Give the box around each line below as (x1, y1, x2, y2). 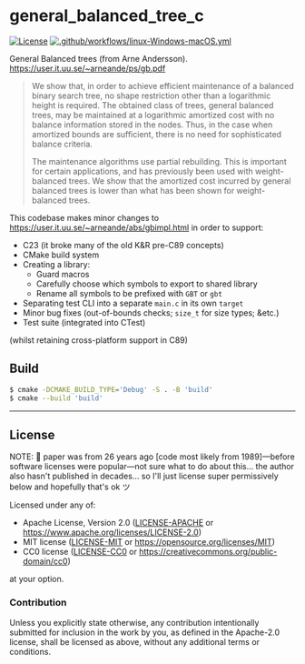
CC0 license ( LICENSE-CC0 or (22, 547, 138, 558)
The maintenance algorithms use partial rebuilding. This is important (31, 156, 288, 166)
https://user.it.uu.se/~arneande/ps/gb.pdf (9, 63, 166, 74)
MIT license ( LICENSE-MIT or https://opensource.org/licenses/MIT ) (22, 537, 275, 548)
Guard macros (35, 268, 90, 279)
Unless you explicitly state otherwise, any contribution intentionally (9, 617, 260, 628)
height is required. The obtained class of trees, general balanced (31, 99, 274, 110)
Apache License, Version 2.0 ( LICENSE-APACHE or (22, 518, 214, 528)
